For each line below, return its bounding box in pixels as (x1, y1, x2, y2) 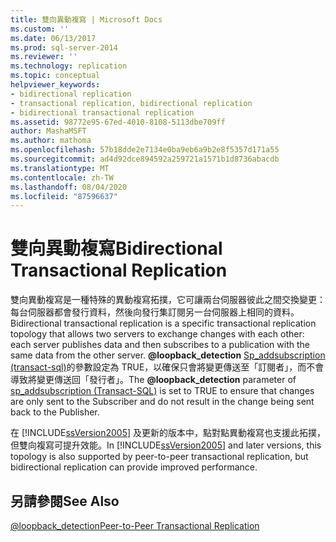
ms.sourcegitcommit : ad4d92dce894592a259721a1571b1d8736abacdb (10, 154, 280, 164)
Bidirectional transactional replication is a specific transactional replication (10, 317, 317, 330)
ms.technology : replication (10, 61, 128, 71)
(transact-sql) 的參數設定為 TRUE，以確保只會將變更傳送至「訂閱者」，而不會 (10, 361, 325, 373)
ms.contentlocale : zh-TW (10, 172, 114, 183)
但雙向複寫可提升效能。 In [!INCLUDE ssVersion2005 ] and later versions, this (10, 439, 322, 451)
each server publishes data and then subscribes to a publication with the (10, 339, 310, 351)
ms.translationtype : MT (10, 163, 110, 173)
